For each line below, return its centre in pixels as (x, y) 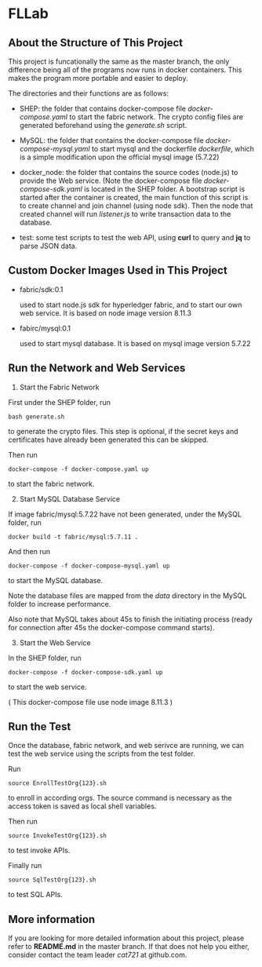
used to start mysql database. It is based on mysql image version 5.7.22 (135, 343)
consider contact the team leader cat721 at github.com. (98, 955)
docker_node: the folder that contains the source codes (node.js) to (129, 172)
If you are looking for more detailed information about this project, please (126, 938)
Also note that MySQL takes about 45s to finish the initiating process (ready (130, 619)
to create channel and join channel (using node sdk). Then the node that (136, 206)
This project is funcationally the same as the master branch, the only (119, 61)
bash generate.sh (36, 417)
